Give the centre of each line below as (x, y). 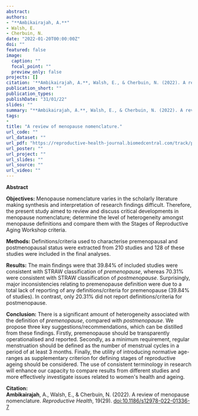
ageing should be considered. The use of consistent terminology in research (99, 364)
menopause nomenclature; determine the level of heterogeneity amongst (95, 217)
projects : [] (22, 77)
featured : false (26, 50)
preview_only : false (37, 72)
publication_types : (30, 94)
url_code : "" (22, 132)
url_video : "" (24, 171)
